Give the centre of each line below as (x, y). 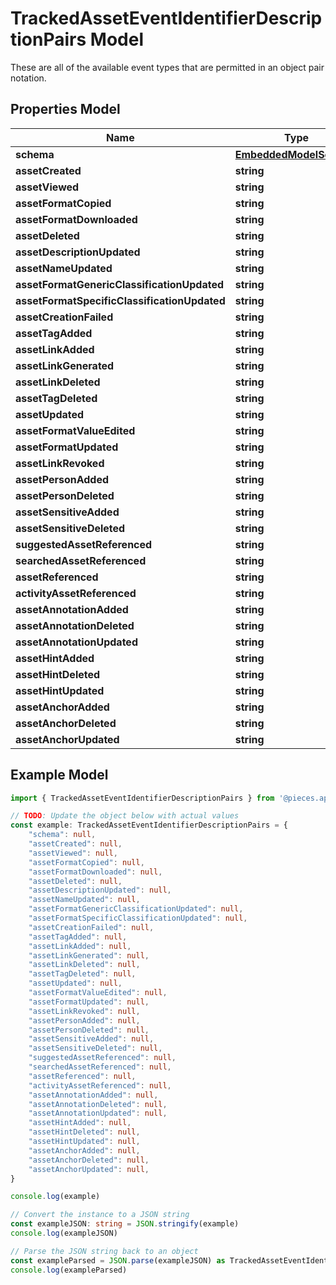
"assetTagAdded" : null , (78, 937)
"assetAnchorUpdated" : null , (89, 1169)
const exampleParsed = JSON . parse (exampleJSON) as (118, 1260)
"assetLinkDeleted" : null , (84, 965)
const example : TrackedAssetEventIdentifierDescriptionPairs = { (149, 825)
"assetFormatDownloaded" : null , (95, 872)
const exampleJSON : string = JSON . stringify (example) (125, 1224)
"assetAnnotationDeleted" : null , (98, 1104)
